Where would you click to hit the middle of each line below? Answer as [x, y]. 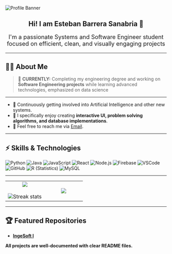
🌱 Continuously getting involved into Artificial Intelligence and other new [89, 104]
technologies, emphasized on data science [63, 90]
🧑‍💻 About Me [27, 67]
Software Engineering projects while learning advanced [77, 84]
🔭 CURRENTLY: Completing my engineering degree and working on [89, 79]
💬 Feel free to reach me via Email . [48, 126]
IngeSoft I [23, 236]
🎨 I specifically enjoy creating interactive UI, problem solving [78, 116]
